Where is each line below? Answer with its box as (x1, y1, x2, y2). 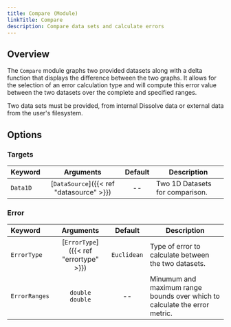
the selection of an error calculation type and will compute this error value (7, 81, 217, 89)
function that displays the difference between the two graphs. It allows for (7, 74, 217, 82)
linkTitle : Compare (7, 16, 63, 23)
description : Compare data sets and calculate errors (7, 23, 165, 30)
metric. (150, 308, 173, 318)
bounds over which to (150, 291, 220, 301)
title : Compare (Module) (7, 10, 78, 17)
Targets (7, 149, 34, 159)
